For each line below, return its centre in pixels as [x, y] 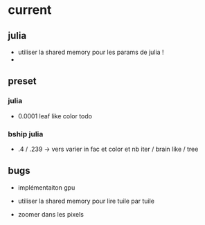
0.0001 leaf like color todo [55, 116]
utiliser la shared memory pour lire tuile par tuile [86, 201]
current [30, 10]
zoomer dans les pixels [51, 214]
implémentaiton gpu [46, 187]
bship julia [26, 134]
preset [22, 81]
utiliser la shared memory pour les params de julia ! [91, 52]
